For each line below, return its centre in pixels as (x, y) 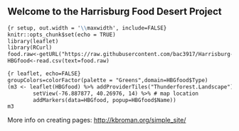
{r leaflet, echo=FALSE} (44, 74)
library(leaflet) (33, 41)
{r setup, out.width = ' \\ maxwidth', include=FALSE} (87, 28)
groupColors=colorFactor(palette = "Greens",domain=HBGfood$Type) (108, 80)
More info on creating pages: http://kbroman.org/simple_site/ (97, 120)
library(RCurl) (30, 48)
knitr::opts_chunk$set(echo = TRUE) (62, 35)
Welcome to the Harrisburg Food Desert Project (115, 12)
